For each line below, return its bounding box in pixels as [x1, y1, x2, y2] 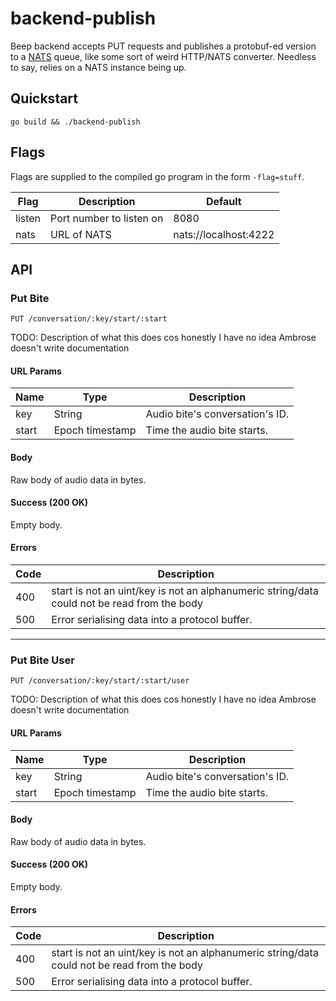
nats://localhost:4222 [173, 227, 275, 241]
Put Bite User [10, 653, 75, 667]
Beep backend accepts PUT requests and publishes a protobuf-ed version [10, 40, 317, 52]
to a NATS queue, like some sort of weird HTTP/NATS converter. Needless [10, 50, 317, 62]
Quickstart [10, 90, 79, 107]
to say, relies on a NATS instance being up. [10, 61, 187, 73]
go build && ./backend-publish [10, 117, 141, 127]
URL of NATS [50, 227, 112, 241]
